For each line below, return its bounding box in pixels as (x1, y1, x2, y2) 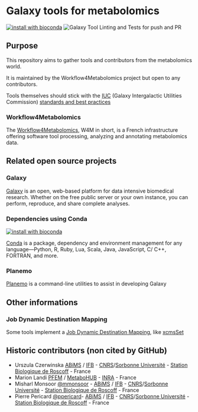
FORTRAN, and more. (6, 252, 59, 259)
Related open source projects (6, 156, 117, 166)
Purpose (6, 41, 38, 51)
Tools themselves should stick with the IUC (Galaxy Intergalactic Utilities (6, 92, 182, 99)
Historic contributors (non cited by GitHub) (6, 346, 167, 356)
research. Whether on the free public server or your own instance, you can (6, 193, 189, 200)
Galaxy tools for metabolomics (6, 4, 160, 18)
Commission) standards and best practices (6, 98, 111, 105)
